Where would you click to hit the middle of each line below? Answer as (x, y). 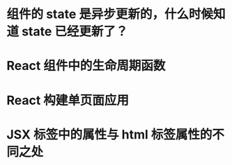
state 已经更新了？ (75, 32)
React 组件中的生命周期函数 (86, 66)
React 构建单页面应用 (68, 100)
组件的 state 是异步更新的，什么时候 (110, 14)
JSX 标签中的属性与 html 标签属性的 (109, 134)
